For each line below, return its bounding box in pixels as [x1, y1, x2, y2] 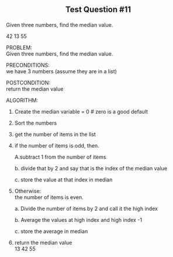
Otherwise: [14, 187, 41, 195]
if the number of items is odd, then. [14, 142, 99, 149]
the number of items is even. [14, 194, 84, 201]
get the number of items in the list [14, 131, 96, 138]
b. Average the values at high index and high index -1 [14, 217, 142, 224]
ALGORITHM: [6, 97, 39, 104]
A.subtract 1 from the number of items [14, 153, 106, 160]
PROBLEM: [6, 44, 32, 52]
